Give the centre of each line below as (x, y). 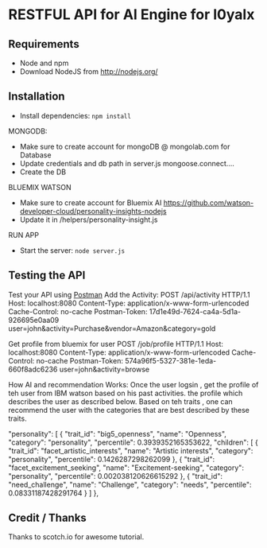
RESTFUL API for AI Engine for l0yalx (132, 15)
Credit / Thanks (48, 518)
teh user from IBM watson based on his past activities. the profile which (126, 393)
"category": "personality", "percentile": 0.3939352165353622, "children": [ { (133, 442)
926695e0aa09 (34, 320)
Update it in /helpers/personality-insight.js (89, 220)
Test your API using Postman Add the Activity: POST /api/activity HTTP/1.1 (129, 294)
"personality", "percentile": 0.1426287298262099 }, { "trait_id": (112, 459)
